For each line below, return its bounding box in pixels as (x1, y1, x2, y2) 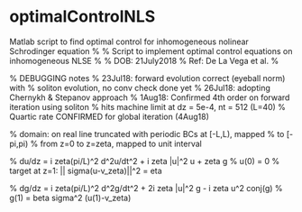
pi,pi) (9, 138, 29, 149)
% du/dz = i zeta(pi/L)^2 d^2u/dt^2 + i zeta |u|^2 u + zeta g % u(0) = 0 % (9, 155, 280, 166)
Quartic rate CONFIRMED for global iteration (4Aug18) (9, 111, 210, 122)
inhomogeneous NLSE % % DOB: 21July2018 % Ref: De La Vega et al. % (9, 55, 279, 66)
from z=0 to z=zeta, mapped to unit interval (40, 138, 203, 149)
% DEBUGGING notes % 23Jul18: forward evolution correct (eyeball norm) (9, 72, 286, 83)
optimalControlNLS (9, 6, 156, 27)
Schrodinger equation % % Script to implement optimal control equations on (9, 45, 293, 56)
